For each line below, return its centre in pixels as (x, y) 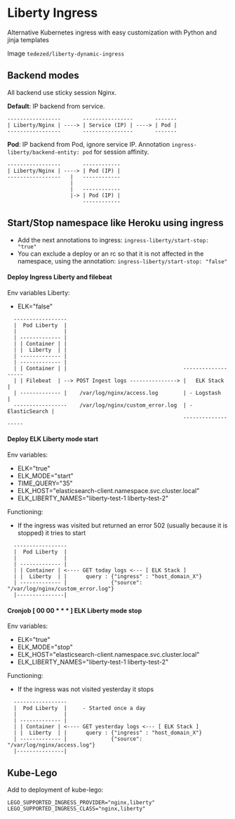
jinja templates (28, 39)
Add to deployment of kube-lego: (55, 789)
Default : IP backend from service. (56, 106)
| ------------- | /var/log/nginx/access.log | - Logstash (117, 393)
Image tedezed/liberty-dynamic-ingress (66, 53)
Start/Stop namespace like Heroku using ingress (115, 223)
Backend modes (43, 76)
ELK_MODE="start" (45, 476)
